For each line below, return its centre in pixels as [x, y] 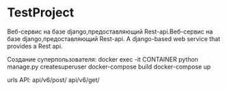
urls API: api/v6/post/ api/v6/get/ [54, 79]
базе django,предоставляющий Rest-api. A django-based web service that [114, 38]
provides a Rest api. [35, 46]
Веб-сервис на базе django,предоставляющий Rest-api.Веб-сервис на [110, 31]
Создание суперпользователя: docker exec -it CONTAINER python [103, 59]
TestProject [41, 13]
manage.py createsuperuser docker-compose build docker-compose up [109, 66]
